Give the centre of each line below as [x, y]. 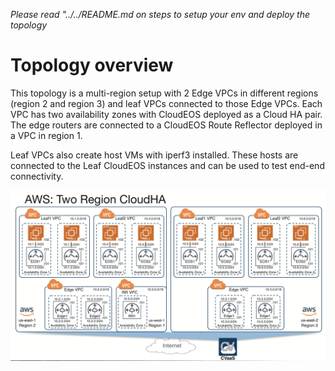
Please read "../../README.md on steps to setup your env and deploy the [160, 14]
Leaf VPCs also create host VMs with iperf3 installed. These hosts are [154, 155]
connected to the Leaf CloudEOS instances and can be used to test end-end [167, 165]
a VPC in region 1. [46, 135]
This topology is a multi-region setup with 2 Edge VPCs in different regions [164, 93]
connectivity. [37, 176]
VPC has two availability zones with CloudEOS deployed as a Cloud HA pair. [166, 114]
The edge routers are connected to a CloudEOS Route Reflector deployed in [166, 125]
